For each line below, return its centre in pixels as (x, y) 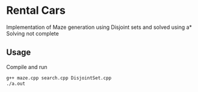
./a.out (16, 84)
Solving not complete (32, 33)
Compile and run (27, 67)
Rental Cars (36, 11)
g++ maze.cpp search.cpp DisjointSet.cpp (59, 78)
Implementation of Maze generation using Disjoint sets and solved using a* (99, 27)
